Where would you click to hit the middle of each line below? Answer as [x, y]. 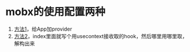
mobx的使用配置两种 [56, 12]
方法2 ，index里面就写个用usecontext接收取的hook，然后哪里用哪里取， [101, 36]
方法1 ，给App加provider [43, 29]
